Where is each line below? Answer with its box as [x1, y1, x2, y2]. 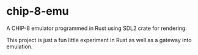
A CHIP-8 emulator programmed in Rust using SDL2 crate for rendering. [6, 24, 188, 32]
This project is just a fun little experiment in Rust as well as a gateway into [6, 36, 192, 43]
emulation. [6, 43, 33, 50]
